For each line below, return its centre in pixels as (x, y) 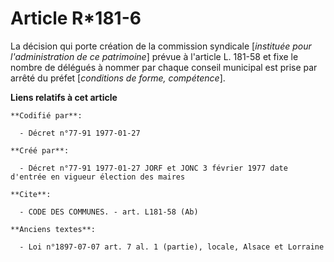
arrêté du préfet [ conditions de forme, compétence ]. (118, 78)
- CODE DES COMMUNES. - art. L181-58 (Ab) (109, 212)
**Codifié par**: (46, 115)
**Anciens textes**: (53, 229)
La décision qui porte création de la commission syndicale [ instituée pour (161, 46)
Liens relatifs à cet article (64, 97)
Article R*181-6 (76, 18)
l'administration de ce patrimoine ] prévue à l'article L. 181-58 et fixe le (154, 56)
